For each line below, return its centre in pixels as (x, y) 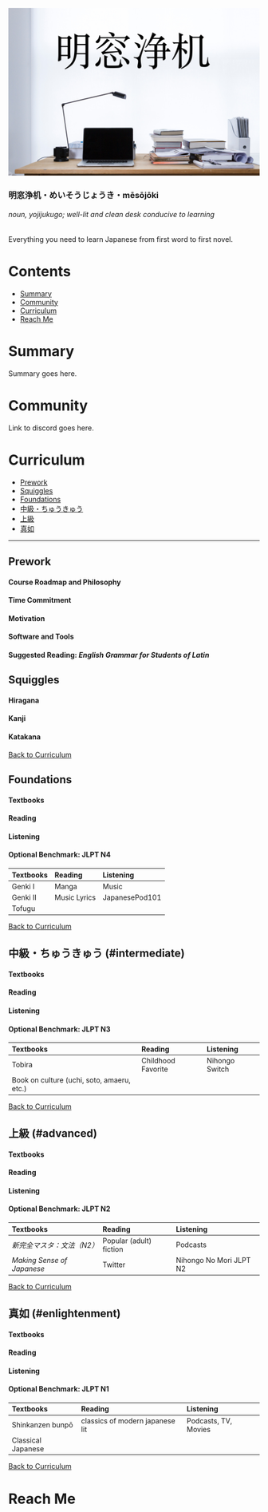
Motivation (27, 618)
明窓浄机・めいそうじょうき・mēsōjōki (84, 195)
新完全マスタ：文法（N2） (55, 1245)
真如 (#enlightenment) (65, 1313)
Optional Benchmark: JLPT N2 (59, 1209)
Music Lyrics (75, 897)
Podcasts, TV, (209, 1420)
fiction (113, 1249)
